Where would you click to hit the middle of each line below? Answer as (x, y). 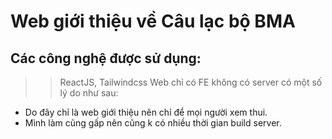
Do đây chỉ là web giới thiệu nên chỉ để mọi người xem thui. (146, 112)
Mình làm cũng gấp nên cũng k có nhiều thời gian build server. (153, 123)
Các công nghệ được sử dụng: (106, 58)
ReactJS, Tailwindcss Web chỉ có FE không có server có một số (191, 82)
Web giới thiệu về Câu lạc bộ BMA (153, 21)
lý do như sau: (89, 93)
